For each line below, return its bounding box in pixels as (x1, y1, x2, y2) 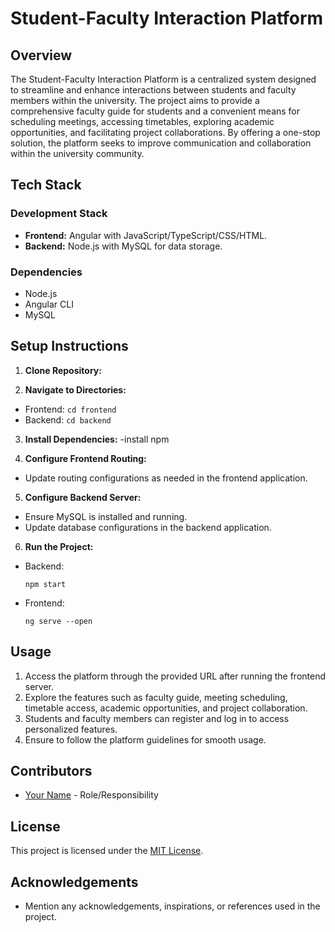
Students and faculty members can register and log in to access (24, 712, 290, 724)
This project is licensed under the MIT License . (10, 845, 204, 857)
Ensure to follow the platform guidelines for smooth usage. (24, 733, 267, 746)
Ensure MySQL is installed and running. (24, 510, 188, 522)
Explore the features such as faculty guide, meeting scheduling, (24, 691, 288, 703)
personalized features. (24, 723, 118, 735)
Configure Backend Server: (24, 491, 142, 503)
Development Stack (10, 207, 108, 221)
